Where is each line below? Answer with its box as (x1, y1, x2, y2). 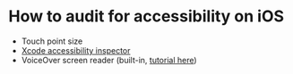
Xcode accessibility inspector (21, 45, 131, 55)
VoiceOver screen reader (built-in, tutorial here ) (21, 54, 198, 65)
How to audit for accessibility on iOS (8, 6, 284, 27)
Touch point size (21, 36, 83, 46)
